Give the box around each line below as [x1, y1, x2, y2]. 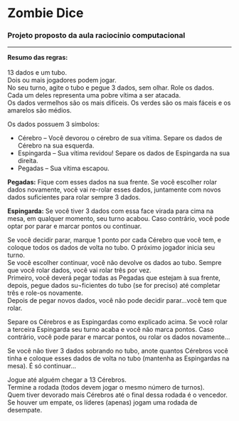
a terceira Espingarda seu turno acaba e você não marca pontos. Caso [7, 326, 215, 334]
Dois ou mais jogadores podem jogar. [7, 76, 117, 85]
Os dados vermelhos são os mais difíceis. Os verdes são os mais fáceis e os [7, 98, 231, 108]
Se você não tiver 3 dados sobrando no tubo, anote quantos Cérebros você [7, 347, 229, 355]
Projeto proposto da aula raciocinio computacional [7, 31, 186, 41]
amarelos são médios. [7, 106, 73, 115]
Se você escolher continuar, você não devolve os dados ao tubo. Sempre [7, 259, 222, 267]
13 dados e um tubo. [7, 68, 68, 77]
